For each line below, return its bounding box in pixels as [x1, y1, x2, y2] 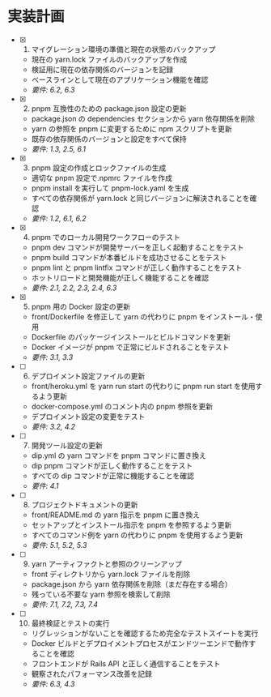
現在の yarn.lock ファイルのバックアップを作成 [31, 54, 188, 64]
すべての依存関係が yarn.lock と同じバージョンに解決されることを [31, 193, 250, 203]
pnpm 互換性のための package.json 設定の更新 [31, 103, 187, 113]
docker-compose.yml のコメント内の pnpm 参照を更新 [31, 401, 214, 411]
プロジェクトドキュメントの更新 [31, 499, 138, 509]
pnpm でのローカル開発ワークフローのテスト [31, 232, 181, 242]
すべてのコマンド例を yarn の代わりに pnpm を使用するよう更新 [31, 530, 243, 540]
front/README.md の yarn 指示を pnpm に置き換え [31, 510, 201, 520]
